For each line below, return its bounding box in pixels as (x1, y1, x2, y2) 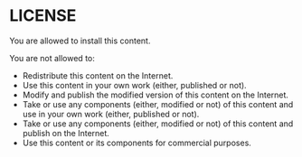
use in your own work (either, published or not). (22, 108, 200, 119)
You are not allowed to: (9, 52, 95, 63)
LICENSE (9, 5, 77, 26)
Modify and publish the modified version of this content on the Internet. (22, 89, 289, 100)
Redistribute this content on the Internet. (22, 69, 174, 81)
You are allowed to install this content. (9, 35, 151, 46)
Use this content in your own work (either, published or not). (22, 79, 247, 90)
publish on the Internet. (22, 127, 110, 138)
